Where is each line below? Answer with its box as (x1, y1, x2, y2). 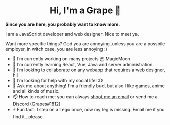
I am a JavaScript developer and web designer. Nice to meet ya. (5, 31, 139, 37)
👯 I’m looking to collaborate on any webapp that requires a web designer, (12, 67, 165, 73)
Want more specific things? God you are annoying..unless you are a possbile (5, 40, 165, 47)
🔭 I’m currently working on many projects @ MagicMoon (12, 55, 130, 62)
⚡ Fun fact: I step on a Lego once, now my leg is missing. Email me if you (12, 106, 165, 112)
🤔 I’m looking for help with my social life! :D (12, 77, 103, 83)
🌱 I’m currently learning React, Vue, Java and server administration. (12, 61, 154, 67)
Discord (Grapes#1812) (12, 101, 61, 107)
